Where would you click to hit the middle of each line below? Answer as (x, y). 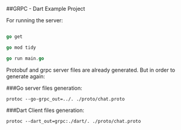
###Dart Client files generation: (45, 110)
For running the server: (35, 20)
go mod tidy (21, 48)
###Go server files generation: (44, 88)
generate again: (26, 76)
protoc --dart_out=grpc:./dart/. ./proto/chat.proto (74, 121)
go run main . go (25, 58)
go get (14, 37)
